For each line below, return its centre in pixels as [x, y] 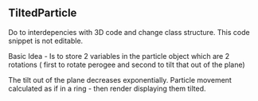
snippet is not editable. [46, 41]
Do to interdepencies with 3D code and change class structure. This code [129, 32]
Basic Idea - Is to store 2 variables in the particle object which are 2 [119, 56]
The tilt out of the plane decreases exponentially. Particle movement [120, 80]
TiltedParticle [43, 13]
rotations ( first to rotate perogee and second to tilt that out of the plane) [127, 64]
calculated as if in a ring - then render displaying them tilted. [107, 88]
